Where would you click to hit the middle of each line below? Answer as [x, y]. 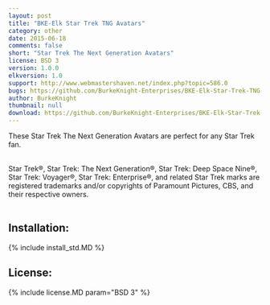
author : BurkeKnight [43, 98]
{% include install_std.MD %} [57, 247]
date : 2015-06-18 [37, 38]
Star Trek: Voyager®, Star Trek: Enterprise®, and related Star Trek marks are [134, 177]
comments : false [35, 46]
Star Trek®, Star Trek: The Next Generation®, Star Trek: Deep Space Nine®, [133, 169]
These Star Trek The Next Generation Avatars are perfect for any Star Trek [131, 136]
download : [25, 113]
